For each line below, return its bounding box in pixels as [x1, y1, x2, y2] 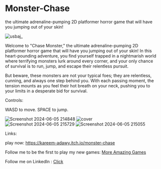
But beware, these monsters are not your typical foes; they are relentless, [5, 72, 152, 78]
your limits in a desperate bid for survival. [5, 88, 88, 94]
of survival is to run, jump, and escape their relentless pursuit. [5, 63, 129, 69]
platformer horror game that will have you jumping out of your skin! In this [5, 48, 152, 54]
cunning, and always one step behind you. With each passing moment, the [5, 78, 154, 84]
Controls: [5, 97, 23, 103]
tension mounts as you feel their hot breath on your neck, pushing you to [5, 83, 150, 88]
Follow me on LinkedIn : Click [5, 158, 64, 164]
